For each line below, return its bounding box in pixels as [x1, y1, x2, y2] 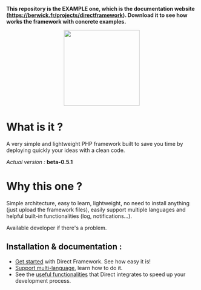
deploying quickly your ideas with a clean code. [6, 147, 125, 154]
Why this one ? [6, 180, 83, 193]
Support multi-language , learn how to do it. [15, 264, 123, 271]
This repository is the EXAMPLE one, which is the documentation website [6, 5, 195, 12]
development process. [15, 277, 71, 284]
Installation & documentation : [6, 242, 122, 252]
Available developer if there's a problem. [6, 224, 107, 231]
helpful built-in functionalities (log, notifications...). [6, 212, 132, 220]
